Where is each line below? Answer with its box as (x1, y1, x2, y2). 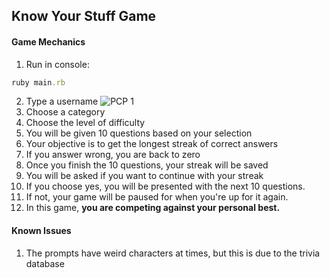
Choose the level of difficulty (25, 117, 146, 129)
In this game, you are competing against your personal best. (25, 202, 281, 214)
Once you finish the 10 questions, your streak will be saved (25, 159, 269, 171)
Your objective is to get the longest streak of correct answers (25, 138, 279, 150)
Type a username (25, 95, 99, 108)
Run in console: (25, 58, 90, 70)
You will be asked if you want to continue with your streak (25, 170, 264, 182)
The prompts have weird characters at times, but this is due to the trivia (25, 247, 321, 259)
